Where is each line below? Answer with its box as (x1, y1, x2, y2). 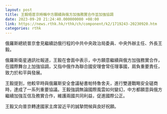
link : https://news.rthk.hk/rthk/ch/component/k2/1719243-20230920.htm (5, 21, 157, 26)
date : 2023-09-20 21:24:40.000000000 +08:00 (5, 16, 99, 21)
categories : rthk (5, 26, 41, 31)
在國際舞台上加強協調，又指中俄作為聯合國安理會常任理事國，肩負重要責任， (5, 63, 163, 69)
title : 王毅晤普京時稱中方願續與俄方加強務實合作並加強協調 (5, 12, 114, 17)
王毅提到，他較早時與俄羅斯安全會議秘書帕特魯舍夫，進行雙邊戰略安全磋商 (5, 80, 158, 86)
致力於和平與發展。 (5, 69, 45, 75)
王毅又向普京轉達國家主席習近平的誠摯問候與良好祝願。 (5, 103, 119, 109)
